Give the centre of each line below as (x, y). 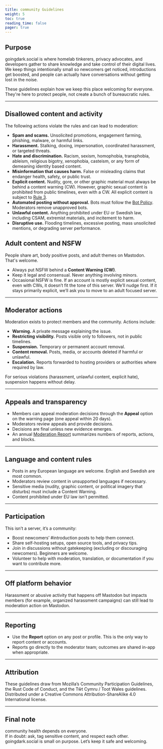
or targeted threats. (31, 151)
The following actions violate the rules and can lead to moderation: (72, 126)
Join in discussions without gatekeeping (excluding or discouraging (79, 548)
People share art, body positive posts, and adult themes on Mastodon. (75, 255)
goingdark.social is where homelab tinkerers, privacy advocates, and (74, 59)
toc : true (15, 18)
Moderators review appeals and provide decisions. (63, 424)
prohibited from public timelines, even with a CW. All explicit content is (82, 192)
